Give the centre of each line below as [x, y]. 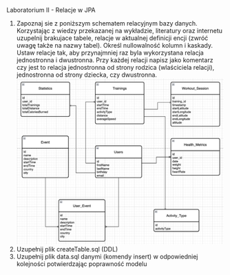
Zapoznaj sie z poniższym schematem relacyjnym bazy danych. [107, 23]
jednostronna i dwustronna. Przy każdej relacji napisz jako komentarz [115, 60]
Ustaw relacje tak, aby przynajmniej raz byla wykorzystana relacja [110, 53]
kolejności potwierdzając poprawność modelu [82, 264]
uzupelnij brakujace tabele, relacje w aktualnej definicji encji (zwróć [112, 38]
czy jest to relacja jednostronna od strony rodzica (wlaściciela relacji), [115, 67]
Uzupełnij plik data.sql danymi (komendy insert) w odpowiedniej [107, 257]
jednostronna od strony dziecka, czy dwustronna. [87, 75]
